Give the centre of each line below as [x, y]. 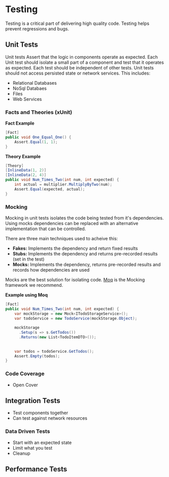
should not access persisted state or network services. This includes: [78, 73]
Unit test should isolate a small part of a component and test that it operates [84, 62]
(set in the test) [28, 259]
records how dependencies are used [51, 270]
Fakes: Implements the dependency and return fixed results [75, 248]
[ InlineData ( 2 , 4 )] [26, 175]
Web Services [27, 99]
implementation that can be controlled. [46, 229]
